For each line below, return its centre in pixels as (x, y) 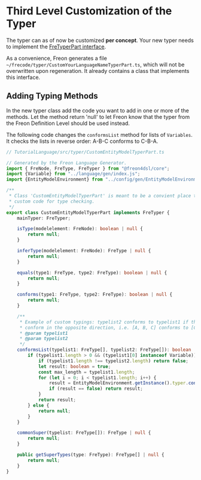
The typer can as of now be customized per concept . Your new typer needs (100, 40)
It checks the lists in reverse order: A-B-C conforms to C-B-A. (82, 141)
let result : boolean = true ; (74, 366)
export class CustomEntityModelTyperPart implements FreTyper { (88, 213)
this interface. (23, 77)
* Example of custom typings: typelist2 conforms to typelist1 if (104, 322)
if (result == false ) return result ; (96, 389)
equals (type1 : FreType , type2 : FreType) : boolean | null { (92, 273)
